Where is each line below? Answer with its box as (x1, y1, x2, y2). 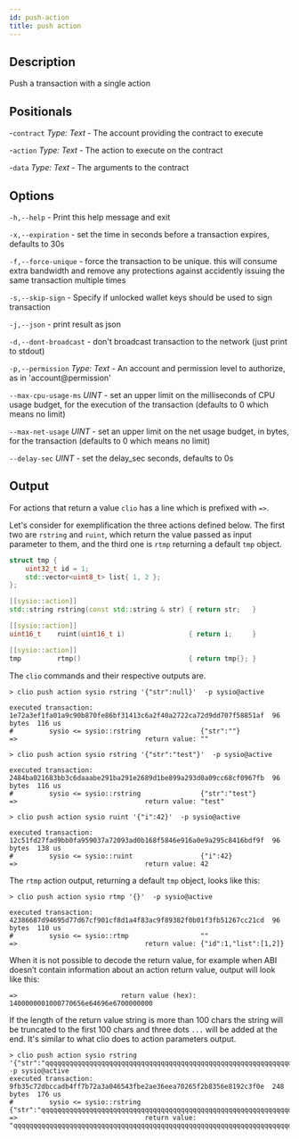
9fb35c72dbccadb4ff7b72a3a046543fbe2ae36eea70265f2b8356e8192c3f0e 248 (9, 1082, 285, 1091)
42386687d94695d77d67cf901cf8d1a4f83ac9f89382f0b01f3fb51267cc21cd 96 (9, 916, 280, 925)
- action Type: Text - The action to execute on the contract (9, 145, 223, 156)
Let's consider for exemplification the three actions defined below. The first (9, 520, 286, 530)
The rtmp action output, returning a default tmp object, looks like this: (9, 875, 261, 885)
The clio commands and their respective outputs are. (9, 670, 206, 681)
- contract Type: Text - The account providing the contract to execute (9, 128, 264, 138)
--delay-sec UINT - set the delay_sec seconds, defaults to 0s (9, 453, 234, 463)
